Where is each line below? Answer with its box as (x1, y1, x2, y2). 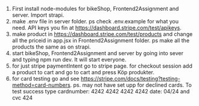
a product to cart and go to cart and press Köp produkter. (11, 69, 155, 75)
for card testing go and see (11, 75, 80, 82)
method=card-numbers (11, 81, 71, 89)
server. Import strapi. (11, 11, 65, 19)
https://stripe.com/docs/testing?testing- (80, 75, 181, 82)
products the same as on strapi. (11, 43, 91, 50)
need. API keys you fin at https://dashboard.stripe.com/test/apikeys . (11, 24, 182, 31)
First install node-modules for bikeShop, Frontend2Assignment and (11, 5, 179, 12)
